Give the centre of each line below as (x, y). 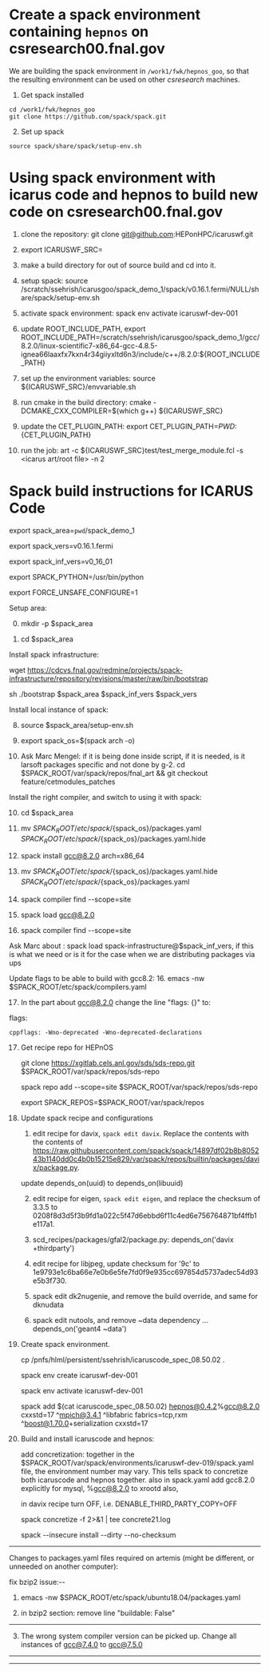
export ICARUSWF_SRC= (61, 249)
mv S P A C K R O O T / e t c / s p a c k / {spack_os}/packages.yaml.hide (119, 872)
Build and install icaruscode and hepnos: (87, 1439)
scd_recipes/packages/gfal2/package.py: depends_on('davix (133, 1240)
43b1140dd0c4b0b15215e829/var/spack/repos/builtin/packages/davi (146, 1159)
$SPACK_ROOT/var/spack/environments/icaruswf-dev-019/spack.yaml (137, 1463)
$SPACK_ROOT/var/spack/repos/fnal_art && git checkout (114, 773)
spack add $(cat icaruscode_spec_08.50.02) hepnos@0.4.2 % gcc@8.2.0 (140, 1406)
